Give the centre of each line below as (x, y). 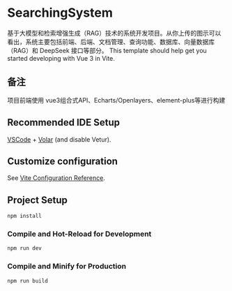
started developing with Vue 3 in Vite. (61, 58)
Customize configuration (63, 161)
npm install (24, 216)
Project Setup (38, 200)
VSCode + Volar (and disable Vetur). (59, 139)
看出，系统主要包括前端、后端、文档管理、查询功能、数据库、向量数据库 (111, 42)
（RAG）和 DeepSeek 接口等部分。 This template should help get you (107, 50)
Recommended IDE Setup (64, 122)
